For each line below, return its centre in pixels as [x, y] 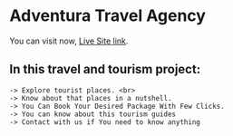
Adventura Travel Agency [108, 16]
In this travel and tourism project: [105, 69]
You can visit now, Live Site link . [69, 41]
